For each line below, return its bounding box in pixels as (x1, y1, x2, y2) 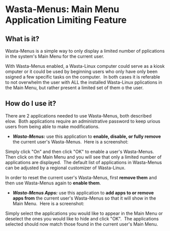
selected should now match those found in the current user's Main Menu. (5, 221, 158, 227)
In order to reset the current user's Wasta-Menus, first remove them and (5, 174, 157, 180)
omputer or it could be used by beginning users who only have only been (5, 68, 158, 74)
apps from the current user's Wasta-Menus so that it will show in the (12, 195, 156, 201)
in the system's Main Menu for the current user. (5, 53, 105, 59)
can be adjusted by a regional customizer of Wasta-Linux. (5, 165, 125, 171)
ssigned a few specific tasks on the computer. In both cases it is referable (5, 74, 160, 80)
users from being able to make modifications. (5, 123, 100, 130)
